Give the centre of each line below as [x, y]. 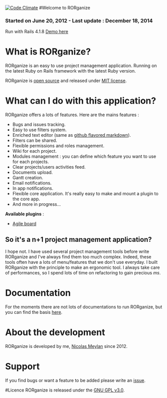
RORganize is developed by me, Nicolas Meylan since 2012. [67, 346]
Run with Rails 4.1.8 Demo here [37, 32]
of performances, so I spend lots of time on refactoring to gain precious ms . [83, 272]
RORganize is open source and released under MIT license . [66, 81]
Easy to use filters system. [39, 130]
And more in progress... [37, 204]
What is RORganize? [48, 52]
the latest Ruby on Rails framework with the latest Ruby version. [71, 71]
